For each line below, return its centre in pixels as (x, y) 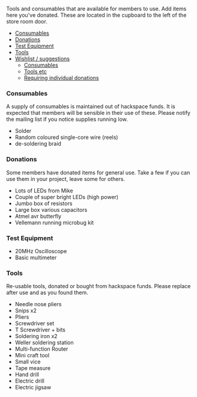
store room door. (27, 21)
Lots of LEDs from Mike (44, 190)
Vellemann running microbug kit (54, 223)
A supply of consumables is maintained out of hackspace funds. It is (91, 106)
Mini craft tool (32, 355)
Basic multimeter (36, 257)
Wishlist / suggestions (42, 59)
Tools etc (35, 71)
